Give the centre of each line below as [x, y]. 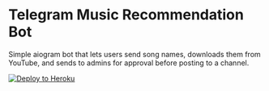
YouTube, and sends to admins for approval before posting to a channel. [129, 63]
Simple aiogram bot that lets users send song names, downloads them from [134, 54]
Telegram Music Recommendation [126, 15]
